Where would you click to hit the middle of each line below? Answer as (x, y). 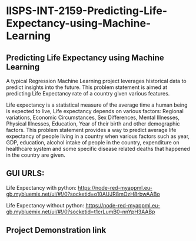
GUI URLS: (25, 174)
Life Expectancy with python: (41, 187)
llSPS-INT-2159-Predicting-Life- (87, 11)
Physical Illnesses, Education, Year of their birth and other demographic (93, 124)
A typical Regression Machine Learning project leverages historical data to (96, 81)
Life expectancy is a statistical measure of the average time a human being (97, 105)
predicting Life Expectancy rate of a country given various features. (88, 93)
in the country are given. (36, 155)
